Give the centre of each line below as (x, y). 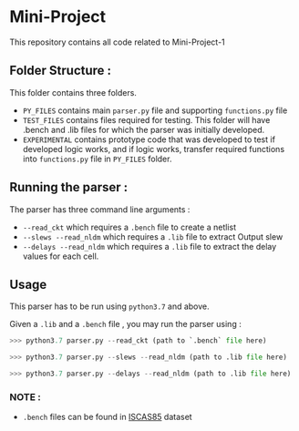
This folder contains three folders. (73, 92)
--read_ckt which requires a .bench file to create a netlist (129, 227)
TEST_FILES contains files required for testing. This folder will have (146, 119)
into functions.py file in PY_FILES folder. (97, 159)
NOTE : (25, 396)
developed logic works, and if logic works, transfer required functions (154, 149)
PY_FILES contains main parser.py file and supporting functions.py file (155, 110)
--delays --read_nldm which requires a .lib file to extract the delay (149, 246)
